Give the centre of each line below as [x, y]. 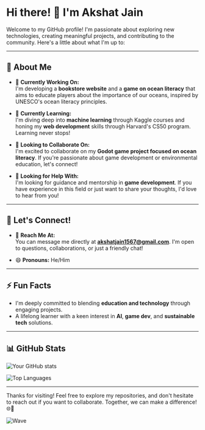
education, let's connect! [46, 164]
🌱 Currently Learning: [43, 113]
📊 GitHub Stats [36, 348]
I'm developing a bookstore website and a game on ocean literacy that [105, 89]
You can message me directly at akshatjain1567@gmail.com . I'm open [104, 241]
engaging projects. [39, 310]
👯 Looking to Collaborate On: [52, 144]
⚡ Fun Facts [29, 286]
